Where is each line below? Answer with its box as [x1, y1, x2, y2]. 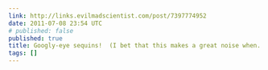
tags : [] [8, 49, 38, 57]
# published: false [8, 27, 74, 35]
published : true [8, 34, 63, 43]
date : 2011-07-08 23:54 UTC [8, 19, 103, 27]
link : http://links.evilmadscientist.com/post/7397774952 [8, 11, 207, 20]
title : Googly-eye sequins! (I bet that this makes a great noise [8, 42, 240, 50]
